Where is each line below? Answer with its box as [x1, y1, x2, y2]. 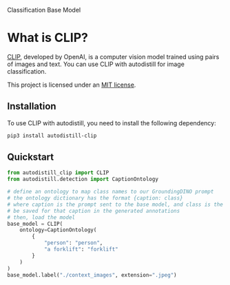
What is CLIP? [7, 30, 88, 45]
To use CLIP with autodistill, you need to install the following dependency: [7, 118, 216, 127]
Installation [7, 101, 56, 112]
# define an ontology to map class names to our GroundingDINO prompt [7, 189, 214, 196]
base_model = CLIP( [7, 220, 63, 227]
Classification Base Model [7, 6, 81, 14]
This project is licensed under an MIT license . [7, 81, 136, 89]
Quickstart [7, 151, 54, 163]
